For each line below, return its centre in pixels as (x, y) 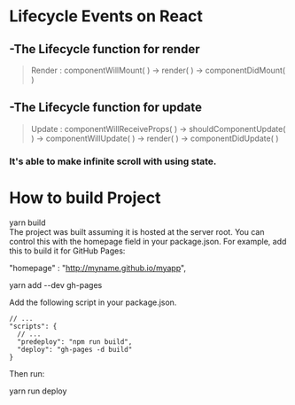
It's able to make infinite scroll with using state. (113, 161)
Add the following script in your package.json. (93, 302)
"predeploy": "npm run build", (75, 342)
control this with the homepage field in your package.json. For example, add (148, 241)
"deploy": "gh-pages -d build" (75, 349)
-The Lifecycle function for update (105, 108)
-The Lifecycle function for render (105, 49)
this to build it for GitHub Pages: (67, 251)
